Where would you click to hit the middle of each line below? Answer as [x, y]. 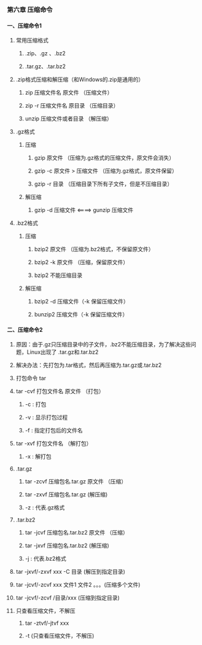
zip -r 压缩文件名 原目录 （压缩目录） [72, 106]
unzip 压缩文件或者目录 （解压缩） [68, 119]
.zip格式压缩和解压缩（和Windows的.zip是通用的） [80, 80]
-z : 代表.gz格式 [45, 507]
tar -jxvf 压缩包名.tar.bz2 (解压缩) [67, 545]
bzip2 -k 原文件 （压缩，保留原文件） [81, 262]
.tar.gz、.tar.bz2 [45, 66]
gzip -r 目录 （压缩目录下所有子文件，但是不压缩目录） [103, 184]
